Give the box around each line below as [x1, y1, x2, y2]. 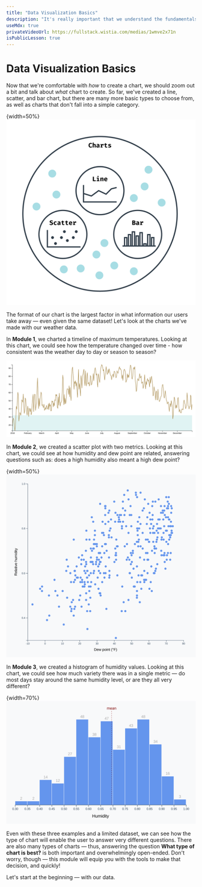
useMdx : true [6, 22, 39, 28]
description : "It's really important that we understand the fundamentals [6, 16, 198, 22]
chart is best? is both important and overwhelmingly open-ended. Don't [6, 849, 185, 856]
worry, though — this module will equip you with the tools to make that [6, 855, 181, 862]
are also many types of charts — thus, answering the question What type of [6, 842, 195, 850]
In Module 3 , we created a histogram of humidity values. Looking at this [6, 663, 185, 671]
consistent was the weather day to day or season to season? [6, 349, 156, 356]
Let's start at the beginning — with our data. [6, 873, 115, 880]
